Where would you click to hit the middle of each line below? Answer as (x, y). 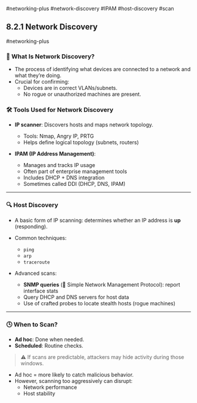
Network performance (50, 387)
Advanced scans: (35, 273)
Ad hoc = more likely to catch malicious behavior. (74, 375)
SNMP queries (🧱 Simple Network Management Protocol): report (102, 284)
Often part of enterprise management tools (75, 171)
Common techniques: (40, 238)
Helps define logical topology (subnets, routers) (81, 142)
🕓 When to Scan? (32, 324)
